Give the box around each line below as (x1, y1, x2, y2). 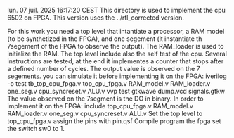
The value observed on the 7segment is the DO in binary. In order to (7, 94, 204, 103)
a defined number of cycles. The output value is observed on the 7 (7, 65, 200, 73)
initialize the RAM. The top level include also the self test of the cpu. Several (7, 49, 227, 58)
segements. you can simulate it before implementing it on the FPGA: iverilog (7, 72, 227, 80)
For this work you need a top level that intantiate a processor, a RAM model (7, 27, 225, 35)
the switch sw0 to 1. (7, 125, 65, 132)
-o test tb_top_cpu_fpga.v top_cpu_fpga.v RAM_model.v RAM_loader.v (7, 80, 211, 87)
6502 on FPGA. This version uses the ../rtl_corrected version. (7, 13, 185, 22)
